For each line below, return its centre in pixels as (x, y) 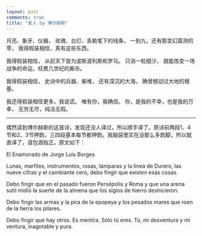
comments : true (25, 17)
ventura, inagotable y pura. (40, 226)
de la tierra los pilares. (34, 208)
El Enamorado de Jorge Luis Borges (50, 154)
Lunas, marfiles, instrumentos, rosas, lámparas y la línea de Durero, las (94, 166)
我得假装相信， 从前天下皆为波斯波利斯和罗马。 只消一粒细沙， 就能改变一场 (101, 61)
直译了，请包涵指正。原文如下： (46, 142)
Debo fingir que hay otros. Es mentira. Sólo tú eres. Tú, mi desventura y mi (98, 220)
